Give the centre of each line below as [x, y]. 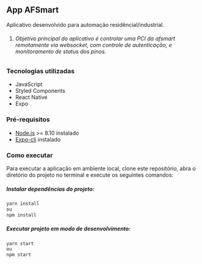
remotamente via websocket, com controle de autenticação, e [93, 45]
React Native [31, 98]
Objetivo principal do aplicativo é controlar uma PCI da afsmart [95, 38]
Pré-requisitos [28, 120]
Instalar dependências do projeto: [50, 189]
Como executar [30, 155]
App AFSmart [33, 10]
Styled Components [40, 91]
